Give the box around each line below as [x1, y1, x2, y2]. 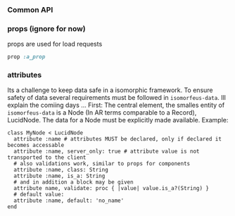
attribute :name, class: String [13, 167, 109, 174]
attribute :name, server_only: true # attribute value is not [13, 148, 200, 155]
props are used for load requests [7, 40, 103, 49]
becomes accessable [7, 142, 65, 149]
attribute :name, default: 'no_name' [13, 197, 125, 205]
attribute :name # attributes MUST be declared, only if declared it [13, 136, 222, 143]
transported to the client [7, 154, 87, 161]
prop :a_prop [7, 53, 46, 61]
